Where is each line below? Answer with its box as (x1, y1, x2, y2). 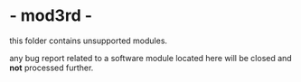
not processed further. (9, 62, 94, 73)
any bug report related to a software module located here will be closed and (9, 52, 292, 63)
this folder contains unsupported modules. (9, 35, 168, 46)
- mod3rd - (9, 5, 93, 26)
